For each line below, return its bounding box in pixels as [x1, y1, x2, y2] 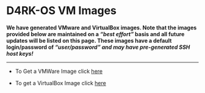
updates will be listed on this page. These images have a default [6, 37, 172, 44]
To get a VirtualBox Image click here [15, 79, 107, 86]
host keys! [6, 50, 34, 57]
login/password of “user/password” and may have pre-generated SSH [6, 43, 190, 51]
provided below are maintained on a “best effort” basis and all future [6, 30, 185, 37]
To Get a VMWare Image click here [15, 67, 103, 75]
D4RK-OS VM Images [6, 4, 117, 18]
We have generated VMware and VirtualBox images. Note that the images [6, 24, 197, 31]
